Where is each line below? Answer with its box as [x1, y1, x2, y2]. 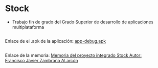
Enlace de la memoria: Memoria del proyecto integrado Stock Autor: [5, 52, 142, 58]
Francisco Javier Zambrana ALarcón [5, 57, 78, 63]
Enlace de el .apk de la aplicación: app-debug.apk [5, 38, 106, 44]
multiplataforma [12, 24, 45, 30]
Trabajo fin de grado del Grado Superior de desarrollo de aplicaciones [12, 19, 154, 25]
